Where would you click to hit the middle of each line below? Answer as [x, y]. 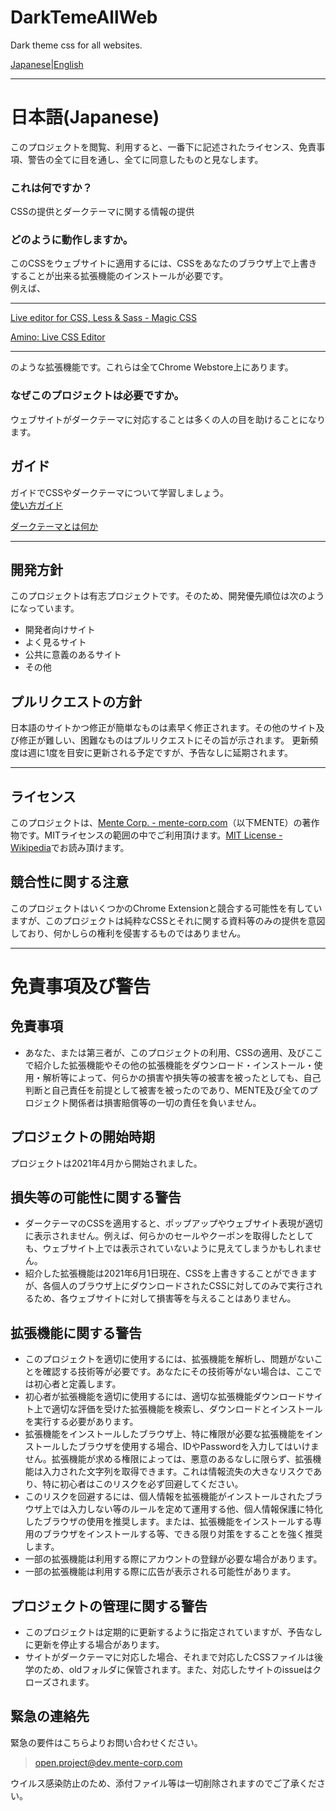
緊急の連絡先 [50, 1716]
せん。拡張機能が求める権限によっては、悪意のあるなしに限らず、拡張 [168, 1459]
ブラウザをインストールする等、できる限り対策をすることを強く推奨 [182, 1534]
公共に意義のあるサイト [73, 655]
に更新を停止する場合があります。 [94, 1645]
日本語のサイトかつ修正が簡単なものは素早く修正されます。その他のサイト [163, 728]
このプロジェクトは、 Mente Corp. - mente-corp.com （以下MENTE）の [156, 823]
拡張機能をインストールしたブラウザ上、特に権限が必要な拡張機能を [165, 1434]
